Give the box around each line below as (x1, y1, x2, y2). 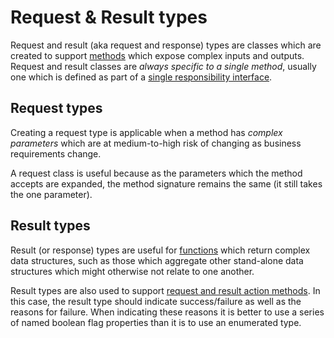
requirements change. (10, 147, 102, 160)
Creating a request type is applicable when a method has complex (10, 126, 283, 138)
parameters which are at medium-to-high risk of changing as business (10, 137, 302, 149)
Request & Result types (10, 6, 208, 29)
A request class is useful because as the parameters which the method (10, 167, 303, 179)
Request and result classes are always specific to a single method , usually (10, 60, 317, 72)
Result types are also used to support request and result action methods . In (10, 284, 321, 296)
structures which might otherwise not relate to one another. (10, 265, 255, 277)
